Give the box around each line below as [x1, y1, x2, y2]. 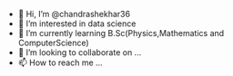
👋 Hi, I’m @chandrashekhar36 [17, 9, 130, 19]
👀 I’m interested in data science [17, 18, 137, 29]
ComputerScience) [17, 37, 89, 48]
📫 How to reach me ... [17, 57, 103, 68]
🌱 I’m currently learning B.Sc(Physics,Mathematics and [17, 28, 225, 38]
